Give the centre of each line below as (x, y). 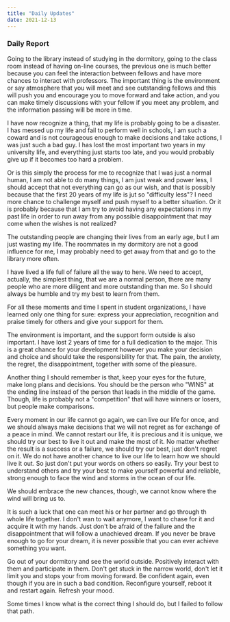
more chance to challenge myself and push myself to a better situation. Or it (114, 201)
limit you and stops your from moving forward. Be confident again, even (108, 575)
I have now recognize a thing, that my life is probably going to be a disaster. (114, 123)
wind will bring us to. (36, 498)
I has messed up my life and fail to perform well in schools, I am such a (107, 130)
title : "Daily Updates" (41, 13)
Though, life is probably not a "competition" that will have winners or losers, (114, 399)
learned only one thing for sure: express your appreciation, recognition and (113, 314)
